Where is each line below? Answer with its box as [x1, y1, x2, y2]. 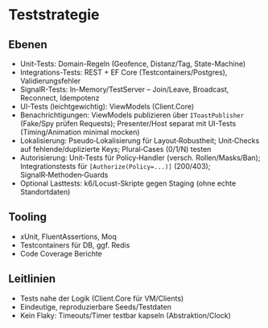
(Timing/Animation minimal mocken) [19, 127, 140, 137]
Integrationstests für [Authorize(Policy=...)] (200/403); [19, 162, 211, 170]
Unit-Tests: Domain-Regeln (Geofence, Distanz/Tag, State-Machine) [19, 59, 246, 68]
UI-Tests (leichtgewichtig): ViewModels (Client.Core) [19, 102, 195, 111]
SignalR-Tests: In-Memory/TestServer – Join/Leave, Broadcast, [19, 84, 229, 94]
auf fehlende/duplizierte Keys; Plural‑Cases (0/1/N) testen [19, 145, 212, 154]
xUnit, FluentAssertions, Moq [19, 232, 117, 241]
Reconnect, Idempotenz [19, 93, 100, 102]
